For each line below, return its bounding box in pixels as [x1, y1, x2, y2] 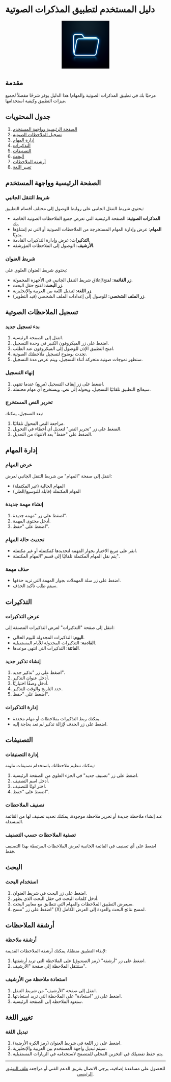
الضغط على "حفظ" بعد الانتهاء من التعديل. [12, 431, 93, 437]
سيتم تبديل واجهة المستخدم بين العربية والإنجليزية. [12, 1045, 107, 1051]
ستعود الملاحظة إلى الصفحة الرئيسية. [12, 998, 83, 1004]
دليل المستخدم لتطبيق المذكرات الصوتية [5, 4, 155, 15]
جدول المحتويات [5, 112, 51, 121]
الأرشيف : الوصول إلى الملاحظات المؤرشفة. [12, 242, 95, 248]
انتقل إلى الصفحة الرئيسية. [12, 335, 64, 341]
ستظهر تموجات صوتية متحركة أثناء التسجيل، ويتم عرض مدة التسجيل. [12, 356, 143, 363]
